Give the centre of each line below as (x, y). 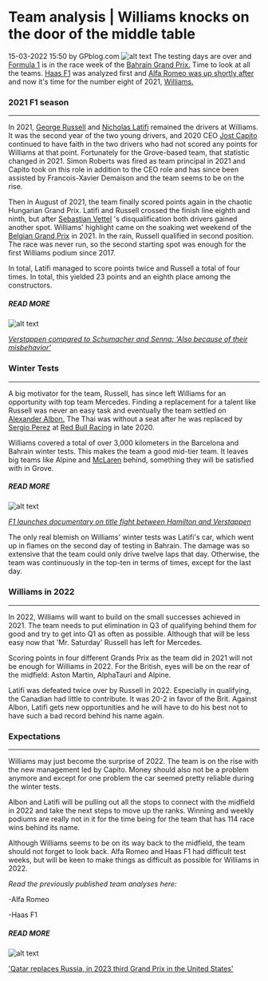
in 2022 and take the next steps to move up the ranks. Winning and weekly (131, 811)
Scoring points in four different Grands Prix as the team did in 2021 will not (130, 658)
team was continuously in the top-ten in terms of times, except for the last (130, 563)
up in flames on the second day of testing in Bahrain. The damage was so (129, 546)
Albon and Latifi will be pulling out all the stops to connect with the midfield (132, 802)
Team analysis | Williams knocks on (129, 17)
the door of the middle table (102, 34)
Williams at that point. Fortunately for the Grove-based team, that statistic (129, 152)
